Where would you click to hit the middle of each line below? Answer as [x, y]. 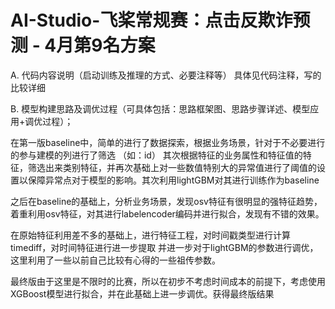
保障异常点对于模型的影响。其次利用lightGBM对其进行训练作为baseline [173, 180]
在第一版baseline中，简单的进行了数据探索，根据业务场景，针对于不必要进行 [168, 142]
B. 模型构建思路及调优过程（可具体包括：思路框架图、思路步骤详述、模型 [160, 108]
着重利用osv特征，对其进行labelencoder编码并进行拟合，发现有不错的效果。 [167, 213]
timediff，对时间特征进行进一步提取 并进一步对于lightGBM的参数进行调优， [164, 247]
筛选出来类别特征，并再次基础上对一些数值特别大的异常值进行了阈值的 [172, 167]
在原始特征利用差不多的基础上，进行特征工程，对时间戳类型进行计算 [150, 235]
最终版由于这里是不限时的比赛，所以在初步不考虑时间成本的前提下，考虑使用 [168, 281]
